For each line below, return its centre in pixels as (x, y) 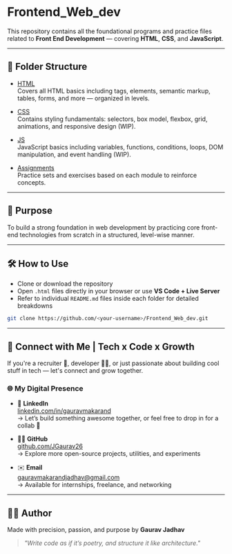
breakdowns (35, 306)
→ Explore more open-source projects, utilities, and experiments (109, 454)
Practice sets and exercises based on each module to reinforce (107, 175)
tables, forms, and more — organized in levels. (83, 98)
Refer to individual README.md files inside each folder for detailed (108, 299)
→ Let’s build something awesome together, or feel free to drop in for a (118, 418)
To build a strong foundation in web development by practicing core (104, 227)
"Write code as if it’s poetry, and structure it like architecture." (112, 543)
